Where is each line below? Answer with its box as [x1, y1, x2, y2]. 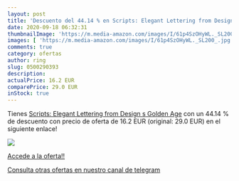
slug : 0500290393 [7, 63, 59, 71]
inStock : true [7, 90, 50, 97]
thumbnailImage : [7, 30, 55, 38]
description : [7, 70, 46, 77]
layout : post [7, 10, 46, 18]
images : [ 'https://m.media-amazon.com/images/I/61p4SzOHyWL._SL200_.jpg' [7, 37, 234, 44]
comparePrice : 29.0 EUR [7, 83, 78, 90]
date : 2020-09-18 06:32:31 [7, 24, 87, 31]
